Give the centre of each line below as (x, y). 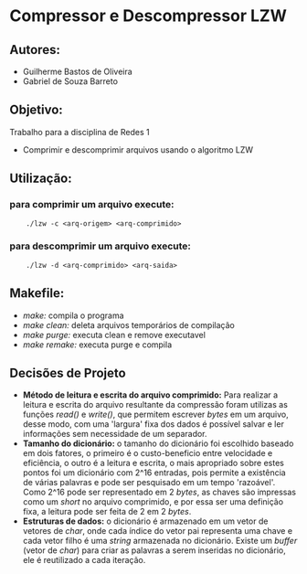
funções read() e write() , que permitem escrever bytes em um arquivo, (156, 415)
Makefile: (37, 293)
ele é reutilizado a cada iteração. (84, 560)
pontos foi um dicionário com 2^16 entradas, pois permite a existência (154, 473)
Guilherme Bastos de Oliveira (77, 71)
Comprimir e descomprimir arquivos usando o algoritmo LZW (138, 149)
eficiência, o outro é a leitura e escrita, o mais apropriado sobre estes (153, 463)
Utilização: (41, 179)
